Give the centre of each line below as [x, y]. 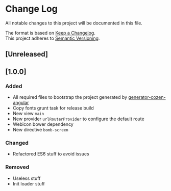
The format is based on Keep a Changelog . [50, 33]
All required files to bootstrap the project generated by [70, 97]
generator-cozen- [147, 97]
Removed [17, 167]
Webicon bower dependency [43, 124]
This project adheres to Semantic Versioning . [53, 38]
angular [21, 103]
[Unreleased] [27, 54]
